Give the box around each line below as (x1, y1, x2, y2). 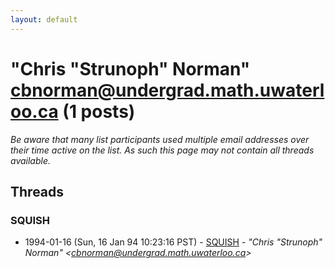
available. (10, 154, 52, 166)
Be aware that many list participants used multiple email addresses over (10, 133, 310, 145)
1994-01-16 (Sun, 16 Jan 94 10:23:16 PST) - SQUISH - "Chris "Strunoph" (24, 236, 323, 248)
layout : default (10, 14, 78, 25)
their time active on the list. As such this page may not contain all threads (10, 144, 315, 156)
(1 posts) (62, 100, 136, 123)
